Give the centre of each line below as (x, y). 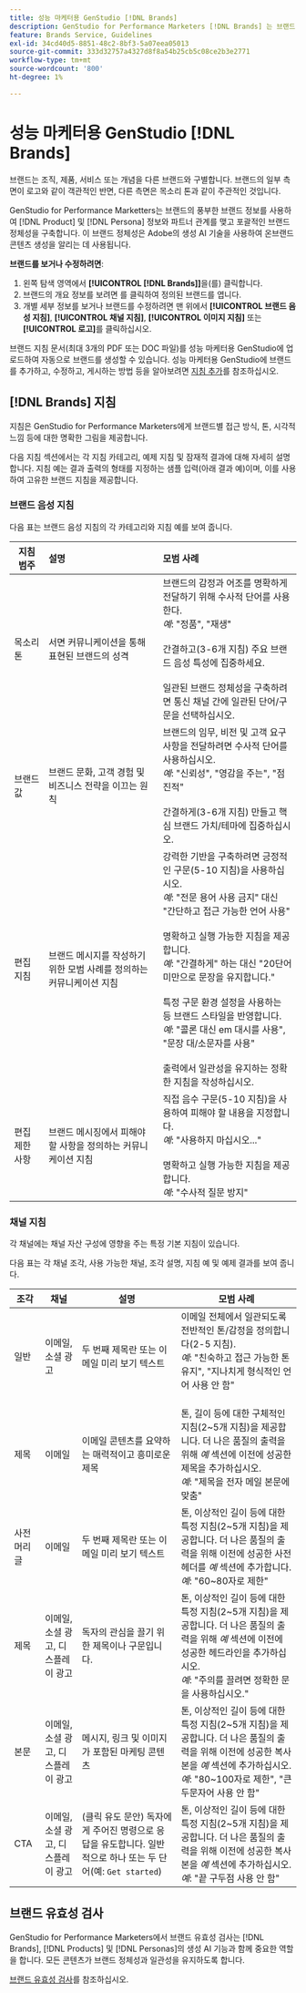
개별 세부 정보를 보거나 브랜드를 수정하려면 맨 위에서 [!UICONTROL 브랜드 (154, 305)
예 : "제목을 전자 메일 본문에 (235, 1482)
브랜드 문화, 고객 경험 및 (97, 772)
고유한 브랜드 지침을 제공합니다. (82, 479)
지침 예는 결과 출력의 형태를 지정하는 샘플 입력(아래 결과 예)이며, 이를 (158, 468)
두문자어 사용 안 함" (220, 1793)
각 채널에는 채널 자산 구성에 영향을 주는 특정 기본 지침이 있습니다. (125, 1244)
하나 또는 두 (133, 1858)
